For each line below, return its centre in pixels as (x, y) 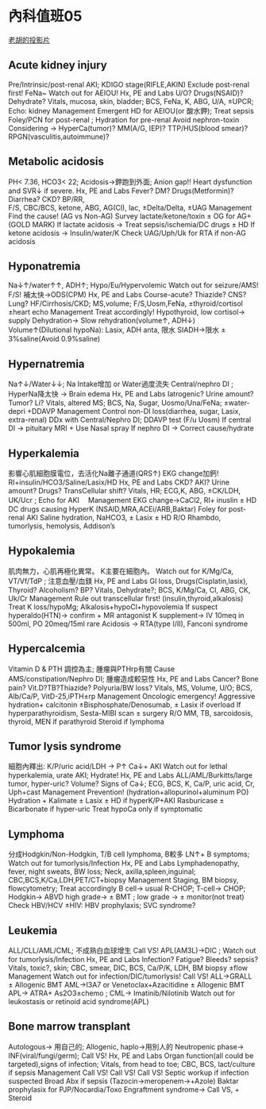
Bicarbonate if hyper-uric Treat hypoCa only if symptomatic (106, 809)
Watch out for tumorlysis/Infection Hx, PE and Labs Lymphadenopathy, (124, 864)
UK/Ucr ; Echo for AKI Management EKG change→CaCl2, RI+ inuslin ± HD (132, 500)
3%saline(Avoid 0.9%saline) (54, 339)
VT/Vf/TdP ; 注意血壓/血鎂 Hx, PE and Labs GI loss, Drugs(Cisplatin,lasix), (128, 581)
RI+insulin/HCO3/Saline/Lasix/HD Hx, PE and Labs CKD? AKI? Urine (119, 482)
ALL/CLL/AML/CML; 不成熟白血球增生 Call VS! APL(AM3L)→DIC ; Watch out (132, 951)
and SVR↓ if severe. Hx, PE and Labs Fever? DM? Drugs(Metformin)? (121, 191)
